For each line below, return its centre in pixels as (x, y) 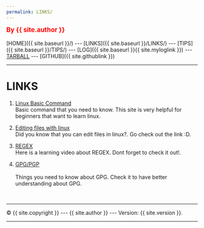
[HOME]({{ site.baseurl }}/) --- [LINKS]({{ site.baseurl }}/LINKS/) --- (91, 43)
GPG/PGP (27, 164)
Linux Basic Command (43, 103)
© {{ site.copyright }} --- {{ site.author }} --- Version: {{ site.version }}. (95, 212)
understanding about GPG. (48, 183)
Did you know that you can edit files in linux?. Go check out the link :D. (103, 134)
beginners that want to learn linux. (58, 116)
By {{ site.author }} (36, 30)
